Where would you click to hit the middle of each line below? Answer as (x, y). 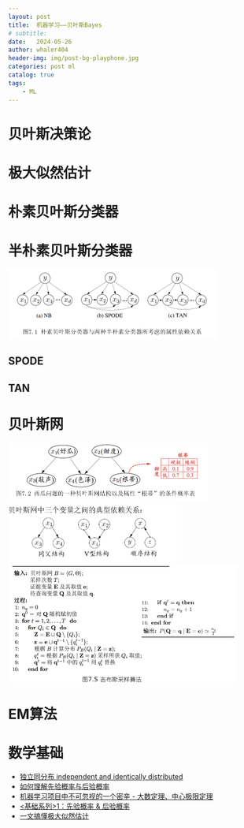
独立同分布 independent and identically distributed (101, 776)
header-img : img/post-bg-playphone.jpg (74, 58)
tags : (17, 83)
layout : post (30, 17)
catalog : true (31, 75)
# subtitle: (28, 33)
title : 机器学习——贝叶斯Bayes (55, 25)
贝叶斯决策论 (50, 134)
